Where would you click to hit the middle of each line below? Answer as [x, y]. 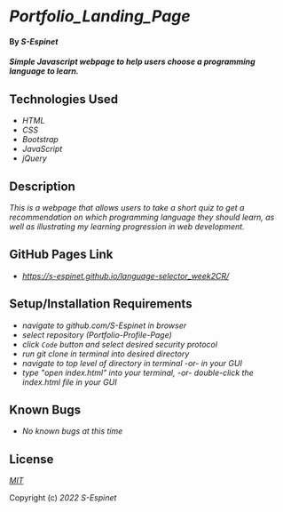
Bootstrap [40, 140]
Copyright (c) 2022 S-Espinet [63, 498]
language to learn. [44, 71]
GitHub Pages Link [61, 255]
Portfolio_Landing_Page [100, 16]
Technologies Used [63, 99]
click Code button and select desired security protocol [120, 344]
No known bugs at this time [72, 431]
